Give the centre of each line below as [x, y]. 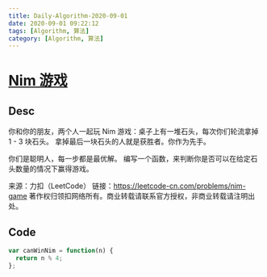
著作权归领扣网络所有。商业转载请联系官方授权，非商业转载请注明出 [142, 196]
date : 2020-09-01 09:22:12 [54, 23]
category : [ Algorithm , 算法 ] [56, 38]
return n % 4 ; [39, 258]
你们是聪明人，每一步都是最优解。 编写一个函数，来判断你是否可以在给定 [129, 159]
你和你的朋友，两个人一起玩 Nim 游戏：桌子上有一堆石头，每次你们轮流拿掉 [134, 132]
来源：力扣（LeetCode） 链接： [61, 186]
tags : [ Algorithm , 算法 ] [49, 31]
